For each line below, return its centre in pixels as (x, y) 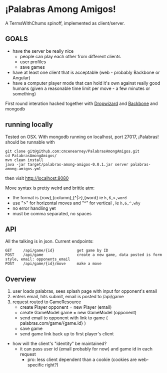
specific (35, 365)
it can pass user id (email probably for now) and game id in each (86, 349)
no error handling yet (34, 208)
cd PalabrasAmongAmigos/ (31, 156)
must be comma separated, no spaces (52, 213)
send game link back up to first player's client (67, 334)
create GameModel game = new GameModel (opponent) (78, 313)
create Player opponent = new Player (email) (66, 307)
